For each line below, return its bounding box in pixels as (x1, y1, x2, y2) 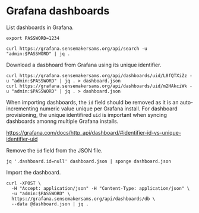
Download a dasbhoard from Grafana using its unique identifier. (6, 61, 162, 68)
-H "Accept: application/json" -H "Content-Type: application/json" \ (11, 185, 190, 191)
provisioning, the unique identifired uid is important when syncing (6, 111, 168, 118)
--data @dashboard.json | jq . (11, 201, 89, 207)
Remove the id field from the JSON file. (6, 147, 103, 154)
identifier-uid (6, 135, 38, 142)
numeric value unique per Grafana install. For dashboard (39, 105, 178, 112)
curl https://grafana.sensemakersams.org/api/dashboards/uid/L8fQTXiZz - (6, 72, 193, 78)
